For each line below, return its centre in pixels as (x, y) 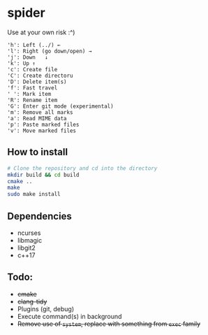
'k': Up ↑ (22, 63)
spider (26, 13)
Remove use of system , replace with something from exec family (109, 324)
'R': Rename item (32, 100)
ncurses (29, 233)
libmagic (30, 240)
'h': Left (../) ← (34, 45)
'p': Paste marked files (43, 124)
